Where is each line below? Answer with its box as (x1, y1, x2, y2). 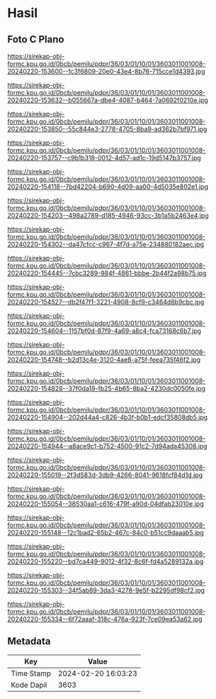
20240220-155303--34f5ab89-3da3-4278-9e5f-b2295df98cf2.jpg (7, 586, 205, 594)
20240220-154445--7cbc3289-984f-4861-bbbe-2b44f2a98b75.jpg (7, 269, 207, 277)
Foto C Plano (7, 33, 64, 45)
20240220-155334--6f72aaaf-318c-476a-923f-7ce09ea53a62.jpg (7, 615, 203, 623)
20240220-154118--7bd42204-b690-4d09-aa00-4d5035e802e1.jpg (7, 182, 209, 191)
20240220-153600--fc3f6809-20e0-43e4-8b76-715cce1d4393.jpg (7, 67, 205, 75)
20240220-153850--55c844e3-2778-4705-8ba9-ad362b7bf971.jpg (7, 125, 208, 133)
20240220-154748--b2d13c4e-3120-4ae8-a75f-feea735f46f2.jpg (7, 356, 200, 363)
